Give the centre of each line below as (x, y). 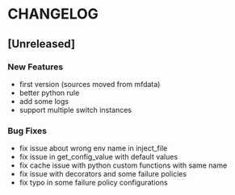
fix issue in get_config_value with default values (99, 157)
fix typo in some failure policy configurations (93, 183)
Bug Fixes (27, 131)
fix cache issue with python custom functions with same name (123, 165)
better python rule (49, 93)
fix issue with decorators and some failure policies (103, 174)
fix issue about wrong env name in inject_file (93, 148)
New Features (36, 67)
